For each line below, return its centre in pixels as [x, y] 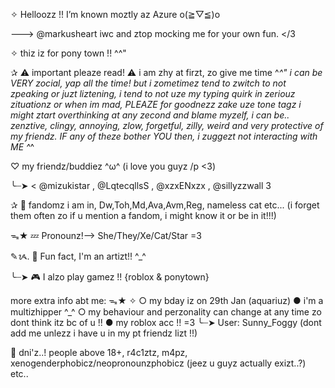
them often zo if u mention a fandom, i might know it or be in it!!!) [143, 215]
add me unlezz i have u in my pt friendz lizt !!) [104, 333]
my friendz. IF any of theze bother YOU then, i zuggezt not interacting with [164, 136]
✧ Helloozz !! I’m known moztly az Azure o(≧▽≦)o [115, 14]
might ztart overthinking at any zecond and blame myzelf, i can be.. [150, 115]
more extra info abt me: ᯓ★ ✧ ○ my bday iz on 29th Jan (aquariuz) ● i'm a [167, 300]
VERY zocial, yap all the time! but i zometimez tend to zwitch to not [148, 83]
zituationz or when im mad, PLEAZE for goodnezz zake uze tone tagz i [156, 104]
